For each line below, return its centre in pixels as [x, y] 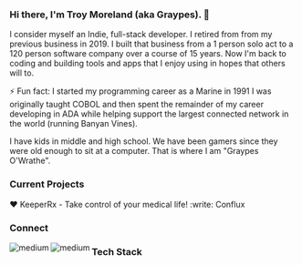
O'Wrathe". [30, 161]
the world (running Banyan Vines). [74, 124]
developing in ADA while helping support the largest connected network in [149, 114]
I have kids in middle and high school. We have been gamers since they [144, 141]
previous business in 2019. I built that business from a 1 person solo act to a [151, 44]
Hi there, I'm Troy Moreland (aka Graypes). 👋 [109, 15]
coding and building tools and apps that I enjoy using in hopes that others [147, 64]
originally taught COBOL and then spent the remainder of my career [137, 105]
